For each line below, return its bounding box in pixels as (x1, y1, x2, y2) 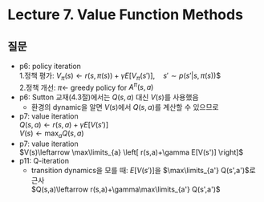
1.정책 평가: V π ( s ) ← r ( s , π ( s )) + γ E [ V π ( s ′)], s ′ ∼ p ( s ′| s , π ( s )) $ (18, 71, 221, 82)
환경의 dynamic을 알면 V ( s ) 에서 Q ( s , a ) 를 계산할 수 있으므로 (30, 103, 219, 112)
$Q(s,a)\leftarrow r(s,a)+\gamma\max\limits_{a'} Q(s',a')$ (30, 184, 221, 194)
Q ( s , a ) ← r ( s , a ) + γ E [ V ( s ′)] (18, 120, 109, 130)
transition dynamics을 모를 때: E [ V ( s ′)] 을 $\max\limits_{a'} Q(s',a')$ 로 (30, 166, 256, 176)
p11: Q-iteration (18, 156, 70, 166)
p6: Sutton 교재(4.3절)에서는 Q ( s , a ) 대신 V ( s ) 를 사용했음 (18, 92, 199, 102)
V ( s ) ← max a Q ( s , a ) (18, 128, 84, 140)
